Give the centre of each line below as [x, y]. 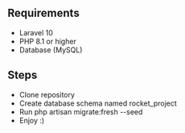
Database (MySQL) [51, 50]
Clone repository [47, 94]
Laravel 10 [36, 32]
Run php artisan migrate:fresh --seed [81, 111]
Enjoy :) [32, 120]
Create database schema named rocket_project [98, 103]
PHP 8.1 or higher [48, 41]
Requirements [43, 13]
